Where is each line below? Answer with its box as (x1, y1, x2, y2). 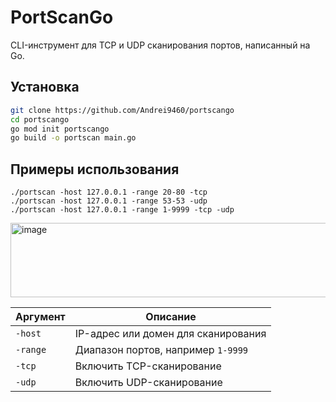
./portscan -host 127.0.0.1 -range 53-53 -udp (10, 196, 208, 206)
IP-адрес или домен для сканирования (74, 327, 267, 341)
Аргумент (15, 310, 66, 324)
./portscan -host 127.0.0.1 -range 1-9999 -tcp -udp (10, 205, 235, 215)
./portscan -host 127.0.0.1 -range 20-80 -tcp (10, 187, 208, 198)
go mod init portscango (10, 124, 110, 134)
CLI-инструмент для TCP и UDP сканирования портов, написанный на (10, 39, 311, 51)
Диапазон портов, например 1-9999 (74, 343, 249, 357)
